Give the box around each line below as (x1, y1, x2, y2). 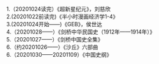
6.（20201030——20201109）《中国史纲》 (6, 51, 112, 58)
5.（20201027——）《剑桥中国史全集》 (6, 36, 103, 43)
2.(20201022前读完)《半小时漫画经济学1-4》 (6, 13, 119, 20)
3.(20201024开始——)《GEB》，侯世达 (6, 21, 103, 27)
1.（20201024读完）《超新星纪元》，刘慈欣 (6, 5, 111, 12)
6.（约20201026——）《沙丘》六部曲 (6, 43, 98, 51)
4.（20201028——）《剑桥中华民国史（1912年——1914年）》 (6, 28, 155, 35)
